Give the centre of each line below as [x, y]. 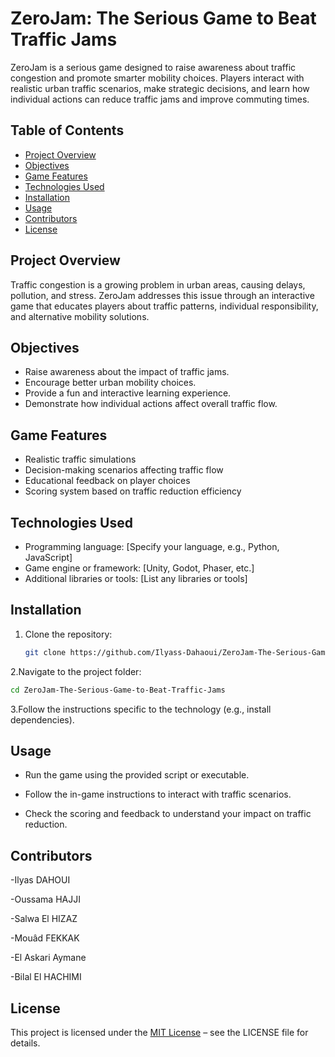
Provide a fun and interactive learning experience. [128, 393]
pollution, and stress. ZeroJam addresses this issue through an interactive [162, 295]
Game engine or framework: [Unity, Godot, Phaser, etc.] [139, 568]
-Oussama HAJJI [45, 899]
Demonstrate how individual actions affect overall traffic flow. [151, 404]
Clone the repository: [68, 634]
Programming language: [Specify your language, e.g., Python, [152, 546]
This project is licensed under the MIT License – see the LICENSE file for [159, 1032]
